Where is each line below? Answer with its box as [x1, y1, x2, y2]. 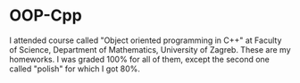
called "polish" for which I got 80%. [9, 63, 141, 74]
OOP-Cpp [9, 5, 82, 26]
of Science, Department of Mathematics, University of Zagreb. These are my [9, 44, 292, 54]
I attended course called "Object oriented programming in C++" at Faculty [9, 35, 282, 46]
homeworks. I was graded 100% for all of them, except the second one [9, 54, 270, 64]
